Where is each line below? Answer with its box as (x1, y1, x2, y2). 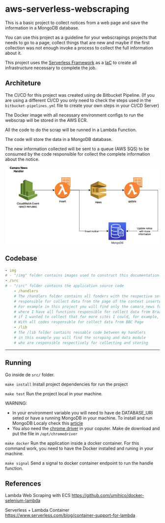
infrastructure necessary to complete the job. (5, 65, 97, 71)
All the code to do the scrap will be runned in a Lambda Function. (5, 127, 137, 133)
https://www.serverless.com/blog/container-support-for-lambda (5, 512, 136, 519)
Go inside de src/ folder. (5, 372, 55, 378)
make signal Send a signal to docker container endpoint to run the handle (5, 460, 154, 466)
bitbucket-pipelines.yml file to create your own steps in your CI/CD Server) (5, 102, 160, 109)
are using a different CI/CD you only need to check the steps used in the (5, 97, 151, 103)
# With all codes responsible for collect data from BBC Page (14, 320, 144, 325)
